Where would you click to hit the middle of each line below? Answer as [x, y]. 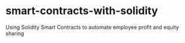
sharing [15, 33]
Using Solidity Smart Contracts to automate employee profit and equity [92, 27]
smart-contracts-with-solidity [82, 11]
